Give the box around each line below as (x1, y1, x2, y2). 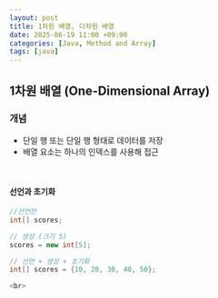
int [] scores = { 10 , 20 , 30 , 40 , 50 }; (9, 265, 156, 274)
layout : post (9, 13, 59, 23)
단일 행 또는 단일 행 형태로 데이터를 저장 (22, 134, 163, 145)
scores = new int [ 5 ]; (9, 240, 92, 250)
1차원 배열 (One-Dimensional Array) (9, 83, 211, 98)
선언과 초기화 (9, 186, 56, 197)
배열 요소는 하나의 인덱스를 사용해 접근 (22, 146, 159, 157)
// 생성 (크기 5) (9, 232, 68, 241)
